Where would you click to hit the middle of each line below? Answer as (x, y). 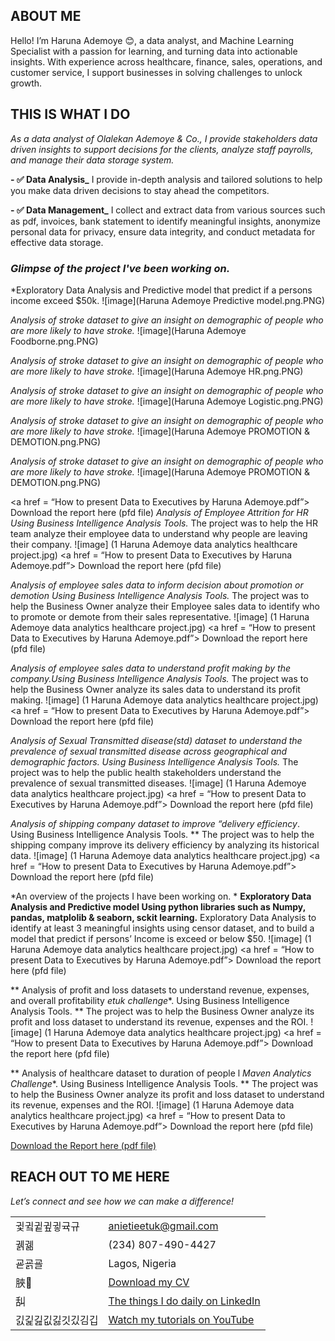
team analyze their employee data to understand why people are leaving (159, 533)
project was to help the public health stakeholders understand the (146, 772)
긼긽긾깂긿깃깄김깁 (57, 1320)
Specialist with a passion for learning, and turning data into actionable (154, 51)
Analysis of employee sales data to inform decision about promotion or (157, 585)
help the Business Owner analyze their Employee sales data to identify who (165, 606)
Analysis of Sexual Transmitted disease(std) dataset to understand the (156, 740)
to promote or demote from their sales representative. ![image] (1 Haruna (160, 616)
